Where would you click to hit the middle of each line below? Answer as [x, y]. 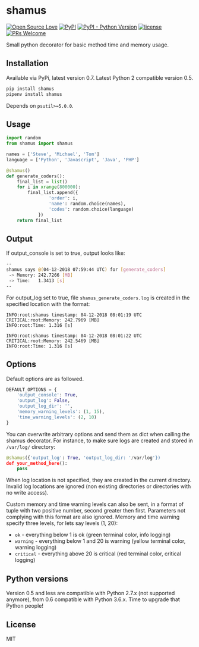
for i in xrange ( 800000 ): [49, 187]
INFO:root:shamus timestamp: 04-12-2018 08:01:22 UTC [74, 336]
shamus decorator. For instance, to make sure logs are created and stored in [99, 440]
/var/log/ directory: [31, 446]
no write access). [27, 493]
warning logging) [36, 548]
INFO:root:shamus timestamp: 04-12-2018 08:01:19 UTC [74, 315]
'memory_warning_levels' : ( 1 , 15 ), [61, 412]
